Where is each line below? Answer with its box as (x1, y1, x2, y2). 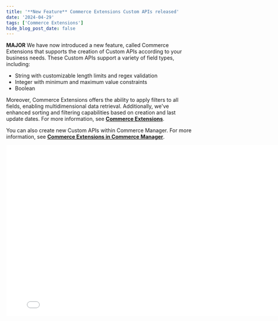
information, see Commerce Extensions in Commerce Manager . (6, 133, 165, 141)
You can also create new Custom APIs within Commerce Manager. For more (6, 127, 192, 134)
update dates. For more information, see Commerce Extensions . (6, 116, 165, 123)
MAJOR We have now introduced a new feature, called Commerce (6, 42, 169, 49)
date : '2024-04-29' (6, 14, 55, 20)
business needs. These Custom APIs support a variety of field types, (6, 54, 175, 61)
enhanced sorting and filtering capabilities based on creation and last (6, 109, 176, 116)
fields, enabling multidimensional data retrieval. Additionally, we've (6, 102, 169, 110)
